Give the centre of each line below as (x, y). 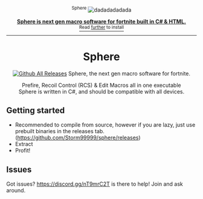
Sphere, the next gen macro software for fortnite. (130, 73)
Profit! (23, 151)
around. (16, 191)
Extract (24, 144)
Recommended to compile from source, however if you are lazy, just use (105, 125)
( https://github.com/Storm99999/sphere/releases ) (78, 137)
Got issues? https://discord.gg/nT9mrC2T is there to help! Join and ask (95, 184)
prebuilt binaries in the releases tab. (60, 131)
